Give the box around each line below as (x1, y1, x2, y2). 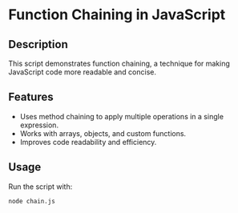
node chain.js (8, 197, 56, 205)
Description (8, 38, 68, 51)
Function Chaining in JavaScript (8, 6, 226, 24)
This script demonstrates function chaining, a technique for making (8, 58, 231, 68)
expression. (19, 120, 58, 130)
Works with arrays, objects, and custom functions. (19, 128, 187, 138)
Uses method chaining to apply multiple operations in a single (19, 111, 224, 121)
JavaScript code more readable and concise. (8, 67, 157, 77)
